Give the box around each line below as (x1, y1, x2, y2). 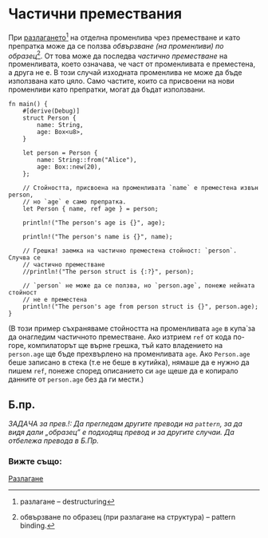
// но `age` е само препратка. (22, 198, 127, 206)
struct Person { (22, 114, 77, 122)
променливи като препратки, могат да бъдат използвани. (8, 85, 206, 94)
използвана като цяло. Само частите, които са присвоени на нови (8, 77, 235, 86)
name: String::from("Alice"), (37, 156, 137, 164)
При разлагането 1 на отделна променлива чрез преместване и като (8, 31, 241, 42)
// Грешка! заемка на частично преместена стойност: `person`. (22, 247, 238, 255)
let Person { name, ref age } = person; (22, 205, 159, 213)
